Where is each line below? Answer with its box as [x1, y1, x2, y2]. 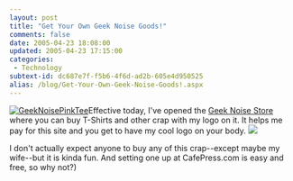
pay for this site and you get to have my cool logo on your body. [9, 125, 246, 136]
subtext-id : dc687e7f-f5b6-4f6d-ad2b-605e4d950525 [9, 72, 204, 81]
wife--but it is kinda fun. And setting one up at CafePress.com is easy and [9, 152, 284, 163]
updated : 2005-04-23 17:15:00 [9, 47, 124, 56]
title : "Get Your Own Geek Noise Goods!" [9, 22, 168, 31]
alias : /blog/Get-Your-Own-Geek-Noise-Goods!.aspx [9, 80, 204, 89]
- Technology [13, 64, 63, 73]
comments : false [9, 30, 70, 39]
